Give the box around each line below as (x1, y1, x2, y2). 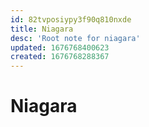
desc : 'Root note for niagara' (10, 33, 141, 43)
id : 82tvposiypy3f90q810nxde (10, 14, 132, 25)
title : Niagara (10, 24, 74, 34)
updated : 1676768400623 (10, 42, 110, 53)
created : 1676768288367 (10, 52, 110, 62)
